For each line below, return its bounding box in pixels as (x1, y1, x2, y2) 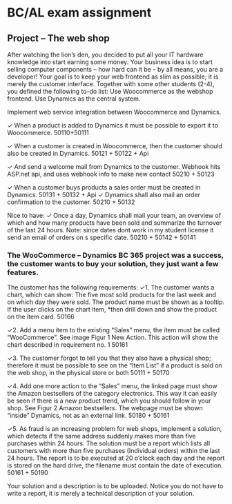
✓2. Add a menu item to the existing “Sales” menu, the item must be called (7, 326, 220, 334)
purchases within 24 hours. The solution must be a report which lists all (7, 439, 211, 447)
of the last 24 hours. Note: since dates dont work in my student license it (7, 226, 214, 234)
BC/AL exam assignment (7, 5, 152, 21)
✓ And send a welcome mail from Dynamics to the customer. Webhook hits (7, 163, 221, 170)
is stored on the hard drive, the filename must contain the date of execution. (7, 461, 223, 470)
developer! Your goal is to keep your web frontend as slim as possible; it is (7, 72, 219, 81)
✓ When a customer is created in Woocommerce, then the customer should (7, 142, 223, 150)
